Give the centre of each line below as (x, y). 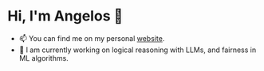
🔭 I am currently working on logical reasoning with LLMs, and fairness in (138, 50)
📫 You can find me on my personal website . (92, 38)
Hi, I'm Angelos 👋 (65, 16)
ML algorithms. (43, 58)
